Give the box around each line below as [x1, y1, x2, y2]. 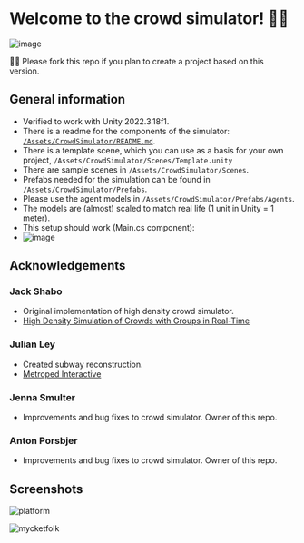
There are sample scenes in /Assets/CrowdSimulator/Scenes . [22, 163, 250, 175]
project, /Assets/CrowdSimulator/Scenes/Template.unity [22, 154, 233, 165]
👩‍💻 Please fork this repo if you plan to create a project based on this [9, 55, 265, 66]
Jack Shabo [9, 285, 63, 298]
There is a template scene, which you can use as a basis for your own [22, 144, 284, 155]
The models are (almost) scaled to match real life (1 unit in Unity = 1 [22, 202, 274, 213]
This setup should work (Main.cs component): [22, 222, 195, 232]
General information [9, 92, 125, 107]
